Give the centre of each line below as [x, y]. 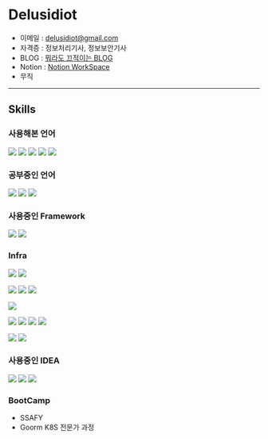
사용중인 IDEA [34, 361]
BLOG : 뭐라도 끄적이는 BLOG [66, 58]
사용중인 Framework [47, 216]
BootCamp [29, 400]
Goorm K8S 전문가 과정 [57, 427]
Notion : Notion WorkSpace [65, 66]
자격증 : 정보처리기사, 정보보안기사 [73, 48]
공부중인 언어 [32, 175]
